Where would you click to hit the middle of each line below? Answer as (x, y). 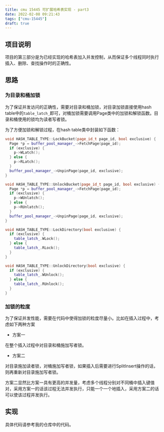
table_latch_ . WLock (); (37, 239)
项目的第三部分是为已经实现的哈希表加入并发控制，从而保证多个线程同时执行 (82, 57)
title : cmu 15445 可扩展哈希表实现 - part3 (47, 10)
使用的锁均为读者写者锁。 (43, 119)
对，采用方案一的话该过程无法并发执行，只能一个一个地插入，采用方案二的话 (82, 389)
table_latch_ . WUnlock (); (39, 275)
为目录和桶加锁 (23, 95)
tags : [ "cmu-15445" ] (26, 19)
